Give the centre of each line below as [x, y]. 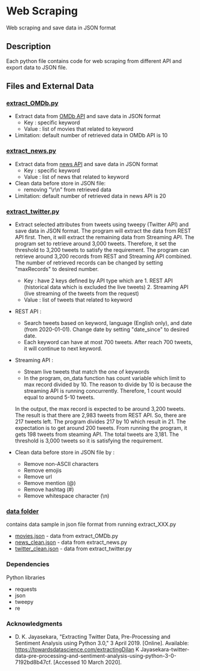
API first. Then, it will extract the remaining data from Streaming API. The [104, 237]
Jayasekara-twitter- [165, 649]
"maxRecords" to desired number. [57, 269]
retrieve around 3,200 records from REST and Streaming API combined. [103, 257]
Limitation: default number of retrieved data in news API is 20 [90, 195]
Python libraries [26, 577]
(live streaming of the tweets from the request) [81, 294]
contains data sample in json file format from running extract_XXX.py [91, 524]
